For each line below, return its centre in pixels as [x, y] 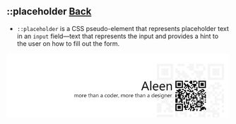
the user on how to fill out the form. [68, 43]
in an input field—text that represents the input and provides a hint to [118, 36]
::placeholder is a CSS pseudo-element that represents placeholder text [123, 28]
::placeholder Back [49, 12]
